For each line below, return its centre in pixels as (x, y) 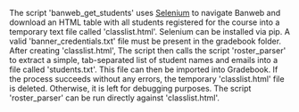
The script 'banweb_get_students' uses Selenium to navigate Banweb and (145, 13)
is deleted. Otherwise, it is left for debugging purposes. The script (130, 88)
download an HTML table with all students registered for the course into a (145, 22)
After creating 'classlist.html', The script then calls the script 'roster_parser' (148, 51)
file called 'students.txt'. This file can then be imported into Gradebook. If (144, 69)
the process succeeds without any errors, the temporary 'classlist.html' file (147, 79)
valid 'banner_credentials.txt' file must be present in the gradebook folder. (145, 41)
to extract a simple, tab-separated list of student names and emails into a (144, 60)
